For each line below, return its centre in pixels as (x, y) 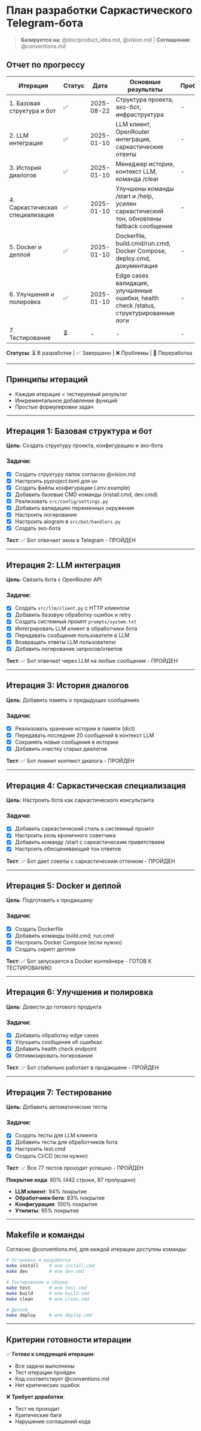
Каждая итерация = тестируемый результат (71, 394)
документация (137, 265)
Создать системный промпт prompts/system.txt (76, 621)
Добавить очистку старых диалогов (61, 749)
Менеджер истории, (145, 164)
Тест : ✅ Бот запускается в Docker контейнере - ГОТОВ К (79, 961)
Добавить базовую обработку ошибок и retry (73, 615)
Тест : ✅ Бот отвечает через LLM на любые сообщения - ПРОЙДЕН (92, 660)
